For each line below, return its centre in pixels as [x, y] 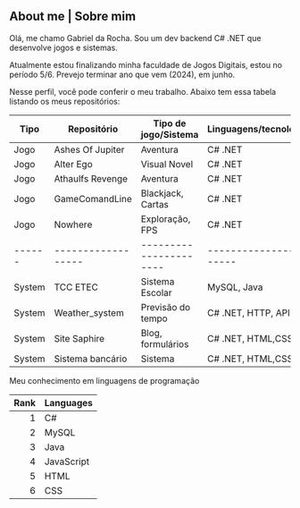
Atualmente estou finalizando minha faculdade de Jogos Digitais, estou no [146, 64]
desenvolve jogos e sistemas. [64, 47]
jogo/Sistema [170, 134]
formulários [165, 343]
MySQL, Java [235, 287]
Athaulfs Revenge [91, 178]
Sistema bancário [91, 359]
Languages [69, 402]
